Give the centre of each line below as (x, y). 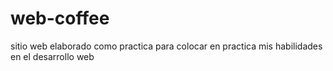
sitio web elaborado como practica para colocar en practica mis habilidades (166, 46)
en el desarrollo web (52, 56)
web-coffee (60, 18)
